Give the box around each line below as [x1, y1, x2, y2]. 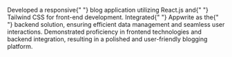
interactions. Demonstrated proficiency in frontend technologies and [7, 27, 202, 36]
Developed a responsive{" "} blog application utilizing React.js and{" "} [7, 6, 209, 14]
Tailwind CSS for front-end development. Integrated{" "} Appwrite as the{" [7, 13, 219, 21]
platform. [7, 43, 33, 50]
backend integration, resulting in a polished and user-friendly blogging [7, 35, 208, 43]
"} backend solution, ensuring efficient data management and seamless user [7, 21, 225, 28]
